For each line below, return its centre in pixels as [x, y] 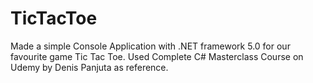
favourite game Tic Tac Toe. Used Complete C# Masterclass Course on [157, 56]
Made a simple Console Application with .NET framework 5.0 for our [150, 46]
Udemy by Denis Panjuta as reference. [89, 67]
